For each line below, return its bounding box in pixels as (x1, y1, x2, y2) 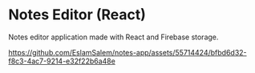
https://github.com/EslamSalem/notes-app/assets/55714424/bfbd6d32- (8, 47, 247, 57)
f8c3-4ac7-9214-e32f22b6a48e (8, 56, 116, 66)
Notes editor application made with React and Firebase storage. (8, 32, 219, 42)
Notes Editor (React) (8, 6, 147, 24)
